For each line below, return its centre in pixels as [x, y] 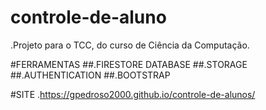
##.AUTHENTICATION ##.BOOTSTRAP [90, 75]
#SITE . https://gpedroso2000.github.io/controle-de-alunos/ [133, 94]
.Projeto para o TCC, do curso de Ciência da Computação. [130, 45]
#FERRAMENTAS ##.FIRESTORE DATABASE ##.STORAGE [129, 64]
